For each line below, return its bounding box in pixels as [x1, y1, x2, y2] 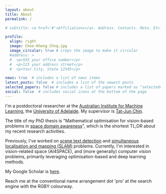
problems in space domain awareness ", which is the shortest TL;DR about [5, 123, 156, 129]
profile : [5, 34, 23, 40]
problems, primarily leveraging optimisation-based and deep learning [5, 153, 146, 159]
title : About [5, 12, 32, 17]
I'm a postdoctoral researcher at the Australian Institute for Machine [5, 102, 143, 109]
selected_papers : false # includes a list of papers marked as [5, 85, 138, 90]
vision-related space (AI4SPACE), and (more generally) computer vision [5, 148, 151, 154]
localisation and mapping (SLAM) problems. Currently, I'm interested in [5, 143, 150, 149]
